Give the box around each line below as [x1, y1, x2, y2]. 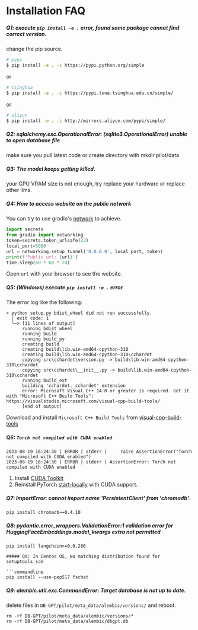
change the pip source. [6, 46, 63, 53]
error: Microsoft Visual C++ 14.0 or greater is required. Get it [21, 388, 190, 394]
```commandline [6, 569, 44, 575]
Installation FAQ [6, 4, 86, 18]
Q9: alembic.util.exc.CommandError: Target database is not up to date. [6, 587, 186, 594]
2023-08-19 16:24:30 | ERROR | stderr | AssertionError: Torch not [6, 459, 177, 465]
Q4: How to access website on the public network [6, 200, 132, 207]
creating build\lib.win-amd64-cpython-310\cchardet [21, 351, 152, 358]
